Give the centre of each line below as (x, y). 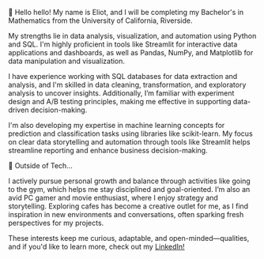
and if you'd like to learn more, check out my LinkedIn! (96, 246)
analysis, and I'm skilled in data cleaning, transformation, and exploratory (127, 84)
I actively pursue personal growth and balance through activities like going (129, 181)
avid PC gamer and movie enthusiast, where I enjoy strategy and (113, 198)
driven (19, 110)
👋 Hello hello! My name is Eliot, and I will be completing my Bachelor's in (126, 12)
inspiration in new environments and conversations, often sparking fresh (126, 214)
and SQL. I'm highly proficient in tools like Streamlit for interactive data (123, 44)
